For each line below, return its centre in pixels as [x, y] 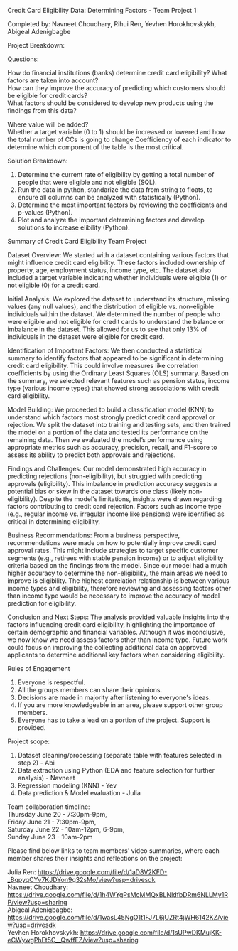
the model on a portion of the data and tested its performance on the [108, 432]
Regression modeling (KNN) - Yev [67, 785]
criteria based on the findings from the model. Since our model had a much [117, 565]
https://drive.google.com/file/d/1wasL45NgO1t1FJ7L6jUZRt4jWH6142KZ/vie [118, 917]
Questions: [23, 59]
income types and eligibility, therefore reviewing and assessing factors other [119, 588]
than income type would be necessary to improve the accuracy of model [114, 596]
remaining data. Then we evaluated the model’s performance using [106, 440]
